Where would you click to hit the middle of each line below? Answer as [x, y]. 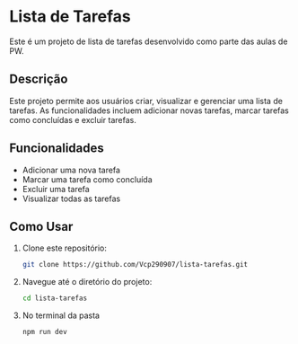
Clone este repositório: [65, 248]
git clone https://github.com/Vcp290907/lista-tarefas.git [135, 265]
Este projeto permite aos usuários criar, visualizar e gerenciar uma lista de [146, 101]
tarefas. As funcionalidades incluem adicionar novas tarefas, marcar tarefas [149, 110]
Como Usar [41, 226]
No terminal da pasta [61, 315]
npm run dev [44, 332]
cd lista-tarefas [55, 298]
